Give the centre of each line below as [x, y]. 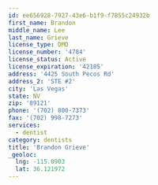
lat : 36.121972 [40, 169]
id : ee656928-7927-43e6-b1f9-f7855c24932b [79, 15]
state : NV [24, 96]
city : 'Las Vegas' [38, 89]
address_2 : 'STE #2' [42, 81]
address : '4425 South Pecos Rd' [61, 74]
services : [24, 125]
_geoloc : [23, 154]
